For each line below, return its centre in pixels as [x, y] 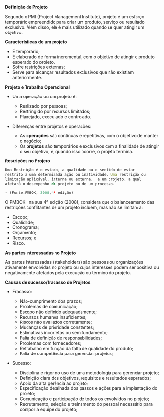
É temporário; [26, 51]
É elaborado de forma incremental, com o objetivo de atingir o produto [83, 57]
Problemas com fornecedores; [50, 343]
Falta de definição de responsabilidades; [61, 338]
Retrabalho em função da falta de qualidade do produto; [76, 349]
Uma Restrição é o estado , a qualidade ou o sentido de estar [70, 170]
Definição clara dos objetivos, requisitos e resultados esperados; [85, 378]
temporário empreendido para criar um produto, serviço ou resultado [75, 22]
